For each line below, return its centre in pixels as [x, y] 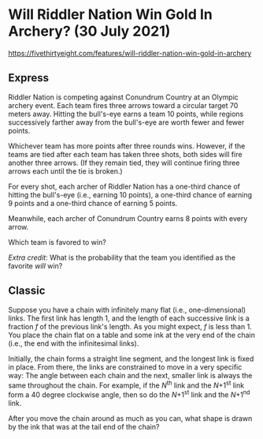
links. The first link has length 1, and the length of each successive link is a [129, 318]
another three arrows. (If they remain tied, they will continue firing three [124, 163]
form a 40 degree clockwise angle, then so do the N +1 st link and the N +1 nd [129, 394]
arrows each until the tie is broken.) [66, 171]
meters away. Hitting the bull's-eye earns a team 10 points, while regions [126, 114]
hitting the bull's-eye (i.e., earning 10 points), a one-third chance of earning [130, 194]
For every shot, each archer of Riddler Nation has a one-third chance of [124, 186]
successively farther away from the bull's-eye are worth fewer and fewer [126, 122]
